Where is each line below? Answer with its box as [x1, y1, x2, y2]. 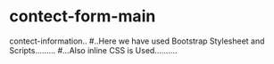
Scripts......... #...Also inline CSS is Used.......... [9, 44, 178, 55]
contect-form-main [9, 6, 156, 27]
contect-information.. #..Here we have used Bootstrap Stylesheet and [9, 36, 265, 46]
